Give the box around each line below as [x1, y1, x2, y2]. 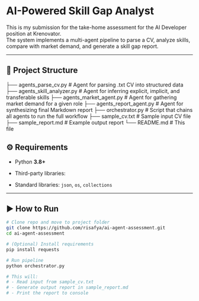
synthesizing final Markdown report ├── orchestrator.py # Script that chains [6, 106, 193, 113]
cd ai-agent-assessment [6, 230, 65, 236]
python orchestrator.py [6, 262, 65, 269]
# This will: [6, 274, 38, 280]
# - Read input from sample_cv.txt [6, 279, 94, 285]
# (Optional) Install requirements [6, 241, 94, 247]
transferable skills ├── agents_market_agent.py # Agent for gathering [6, 94, 177, 101]
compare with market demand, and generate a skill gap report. [6, 43, 159, 50]
